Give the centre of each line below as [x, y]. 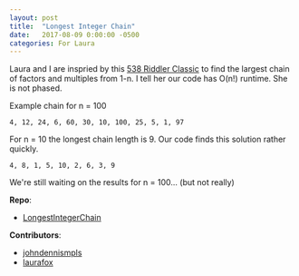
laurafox [38, 262]
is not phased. [36, 88]
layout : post [34, 18]
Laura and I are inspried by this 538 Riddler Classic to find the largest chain [149, 69]
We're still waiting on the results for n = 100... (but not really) [122, 182]
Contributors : [35, 235]
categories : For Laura [52, 43]
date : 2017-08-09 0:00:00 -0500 [75, 34]
